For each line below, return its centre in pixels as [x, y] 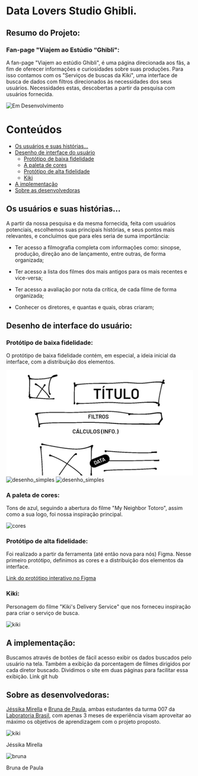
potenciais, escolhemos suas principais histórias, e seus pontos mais [90, 229]
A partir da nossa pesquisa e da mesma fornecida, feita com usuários [91, 223]
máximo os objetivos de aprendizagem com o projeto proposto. [84, 722]
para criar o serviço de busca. [43, 613]
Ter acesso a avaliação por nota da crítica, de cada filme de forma [95, 289]
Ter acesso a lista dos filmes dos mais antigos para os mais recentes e [101, 271]
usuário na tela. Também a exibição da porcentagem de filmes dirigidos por [98, 664]
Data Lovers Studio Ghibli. [72, 11]
